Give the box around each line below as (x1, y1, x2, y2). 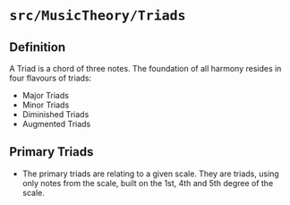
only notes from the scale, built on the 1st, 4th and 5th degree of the (21, 177, 274, 188)
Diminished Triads (21, 109, 90, 119)
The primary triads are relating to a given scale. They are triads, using (21, 168, 279, 179)
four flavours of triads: (9, 73, 92, 83)
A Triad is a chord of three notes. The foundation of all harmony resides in (9, 64, 282, 73)
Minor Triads (21, 99, 70, 110)
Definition (9, 39, 65, 55)
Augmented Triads (21, 119, 91, 129)
